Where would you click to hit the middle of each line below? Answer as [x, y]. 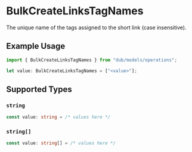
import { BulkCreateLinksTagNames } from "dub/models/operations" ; [92, 60]
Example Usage [36, 46]
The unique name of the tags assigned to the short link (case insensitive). [96, 27]
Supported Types [39, 89]
